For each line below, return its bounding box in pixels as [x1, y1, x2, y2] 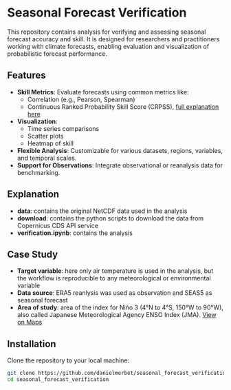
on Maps [16, 318, 43, 327]
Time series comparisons [27, 124, 100, 132]
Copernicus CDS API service [16, 221, 98, 229]
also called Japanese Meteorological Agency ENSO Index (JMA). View [16, 311, 217, 319]
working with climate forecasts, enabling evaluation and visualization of [7, 42, 210, 50]
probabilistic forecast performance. [7, 50, 108, 58]
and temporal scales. [16, 154, 77, 162]
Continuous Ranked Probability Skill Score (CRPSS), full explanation [27, 102, 219, 111]
